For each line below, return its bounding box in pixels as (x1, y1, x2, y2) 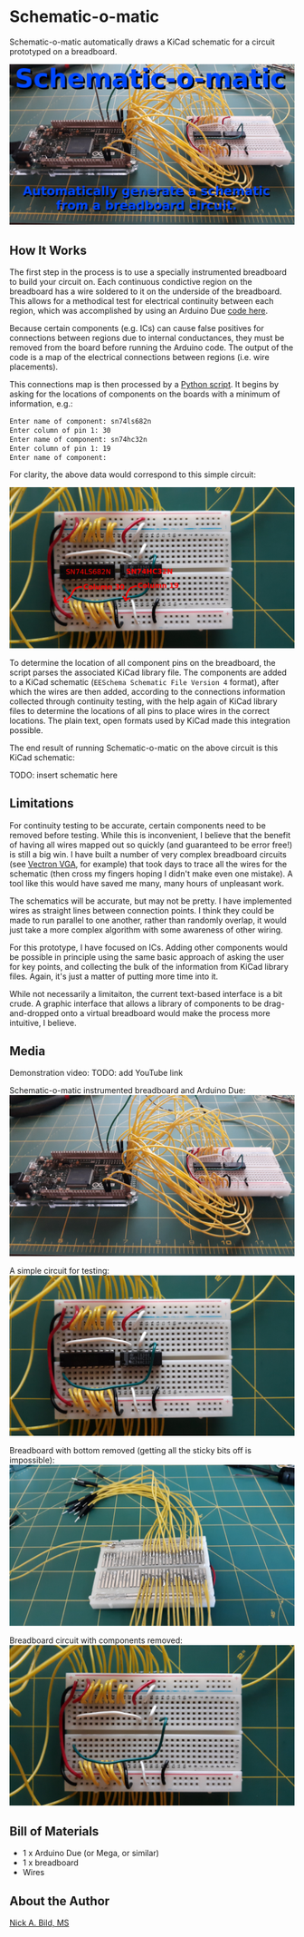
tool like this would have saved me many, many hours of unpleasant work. (9, 877, 285, 888)
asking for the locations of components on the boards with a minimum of (9, 388, 280, 400)
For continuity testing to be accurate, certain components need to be (9, 819, 267, 831)
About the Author (9, 1893, 110, 1909)
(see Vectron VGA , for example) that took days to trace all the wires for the (9, 858, 288, 869)
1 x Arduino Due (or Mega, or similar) (22, 1848, 160, 1859)
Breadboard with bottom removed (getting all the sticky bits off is (9, 1445, 252, 1456)
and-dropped (9, 1007, 60, 1018)
